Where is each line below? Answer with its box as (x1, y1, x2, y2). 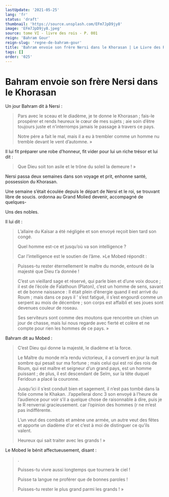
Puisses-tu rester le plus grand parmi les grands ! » (17, 486, 124, 492)
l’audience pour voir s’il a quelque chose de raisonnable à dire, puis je (17, 396, 162, 403)
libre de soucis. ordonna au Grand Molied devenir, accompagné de (5, 194, 143, 200)
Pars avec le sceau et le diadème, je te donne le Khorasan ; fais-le (17, 113, 155, 119)
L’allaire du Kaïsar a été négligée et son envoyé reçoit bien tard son (17, 229, 157, 235)
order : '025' (5, 54, 33, 59)
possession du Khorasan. (5, 179, 58, 185)
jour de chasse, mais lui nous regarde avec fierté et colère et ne (17, 320, 150, 326)
